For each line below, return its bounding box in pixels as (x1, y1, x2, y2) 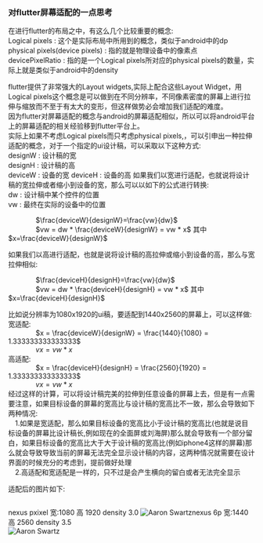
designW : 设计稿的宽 (8, 151, 77, 160)
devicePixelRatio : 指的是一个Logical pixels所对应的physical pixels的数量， (8, 56, 248, 65)
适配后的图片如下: (8, 484, 66, 494)
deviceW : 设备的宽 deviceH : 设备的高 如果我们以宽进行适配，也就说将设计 (8, 170, 250, 180)
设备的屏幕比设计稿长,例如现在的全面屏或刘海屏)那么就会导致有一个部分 (14, 428, 247, 438)
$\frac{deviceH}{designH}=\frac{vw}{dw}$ (35, 275, 175, 285)
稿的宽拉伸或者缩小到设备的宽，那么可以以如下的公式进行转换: (8, 180, 210, 190)
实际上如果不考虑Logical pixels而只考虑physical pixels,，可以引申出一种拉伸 (8, 131, 253, 140)
